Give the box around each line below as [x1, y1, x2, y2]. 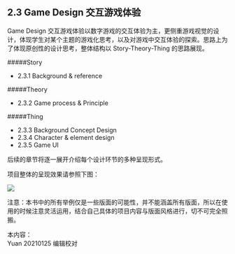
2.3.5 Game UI [17, 141, 59, 149]
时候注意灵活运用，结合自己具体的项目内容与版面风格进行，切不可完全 [19, 206, 222, 215]
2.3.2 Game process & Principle [17, 99, 108, 107]
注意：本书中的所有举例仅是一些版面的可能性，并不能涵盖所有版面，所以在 [7, 198, 222, 206]
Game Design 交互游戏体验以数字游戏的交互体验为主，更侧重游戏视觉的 [7, 27, 213, 35]
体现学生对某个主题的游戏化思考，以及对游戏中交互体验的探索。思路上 [19, 35, 222, 43]
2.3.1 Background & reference [17, 71, 103, 80]
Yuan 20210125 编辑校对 [7, 239, 78, 247]
